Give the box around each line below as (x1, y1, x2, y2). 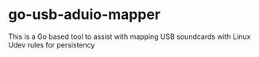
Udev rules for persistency (8, 40, 95, 49)
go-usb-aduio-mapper (8, 6, 161, 24)
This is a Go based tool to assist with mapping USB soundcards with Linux (8, 32, 251, 41)
